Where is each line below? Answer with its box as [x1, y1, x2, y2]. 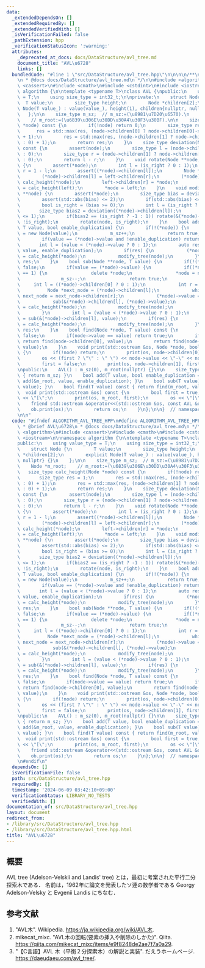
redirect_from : [6, 815, 45, 821]
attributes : [12, 49, 43, 55]
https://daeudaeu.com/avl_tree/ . [15, 955, 96, 962]
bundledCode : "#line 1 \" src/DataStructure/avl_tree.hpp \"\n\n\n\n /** [12, 71, 195, 78]
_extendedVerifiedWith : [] [12, 26, 81, 32]
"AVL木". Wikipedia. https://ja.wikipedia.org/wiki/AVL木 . [15, 926, 154, 933]
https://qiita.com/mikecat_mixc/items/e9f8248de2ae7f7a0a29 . [15, 941, 173, 948]
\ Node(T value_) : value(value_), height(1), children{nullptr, [17, 105, 187, 112]
